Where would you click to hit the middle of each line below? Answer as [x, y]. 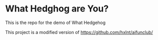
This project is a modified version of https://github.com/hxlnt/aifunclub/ [79, 32]
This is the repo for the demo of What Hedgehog [55, 22]
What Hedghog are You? [57, 9]
